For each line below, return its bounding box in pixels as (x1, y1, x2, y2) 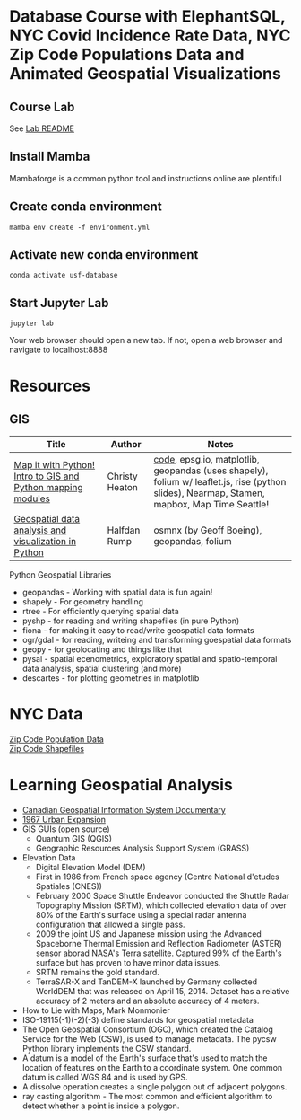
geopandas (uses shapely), (153, 464, 269, 477)
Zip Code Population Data (9, 734, 105, 745)
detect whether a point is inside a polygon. (21, 1100, 180, 1111)
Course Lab (9, 99, 75, 114)
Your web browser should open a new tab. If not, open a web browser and (9, 335, 283, 346)
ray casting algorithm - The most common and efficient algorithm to (21, 1091, 273, 1102)
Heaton (107, 481, 139, 494)
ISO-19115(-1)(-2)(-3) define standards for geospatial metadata (21, 1015, 254, 1026)
